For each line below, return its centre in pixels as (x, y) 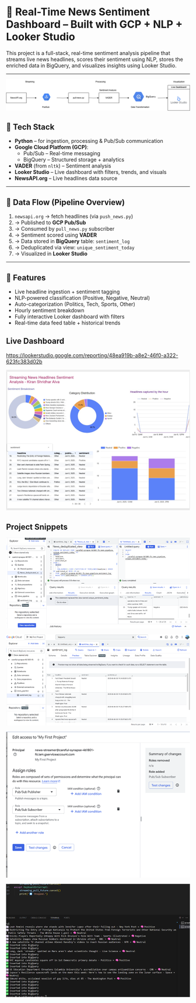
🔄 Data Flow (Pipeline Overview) (66, 202)
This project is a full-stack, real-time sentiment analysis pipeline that (88, 53)
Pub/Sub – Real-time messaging (62, 153)
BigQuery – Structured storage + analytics (73, 160)
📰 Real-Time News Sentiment (78, 12)
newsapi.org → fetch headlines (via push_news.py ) (74, 217)
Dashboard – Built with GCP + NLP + (94, 24)
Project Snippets (37, 527)
